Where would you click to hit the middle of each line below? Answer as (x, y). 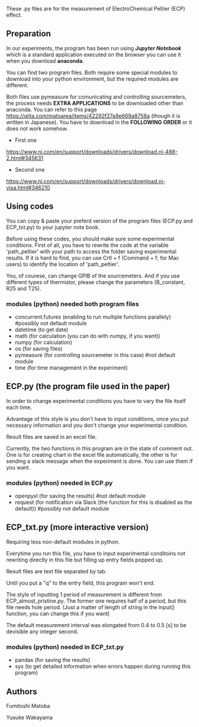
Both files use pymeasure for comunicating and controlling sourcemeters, (96, 97)
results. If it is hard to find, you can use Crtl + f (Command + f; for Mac (93, 258)
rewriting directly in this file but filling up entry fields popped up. (85, 560)
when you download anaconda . (45, 61)
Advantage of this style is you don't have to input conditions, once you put (97, 419)
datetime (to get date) (41, 329)
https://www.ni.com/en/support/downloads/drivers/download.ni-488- (92, 151)
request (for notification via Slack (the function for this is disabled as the (103, 502)
